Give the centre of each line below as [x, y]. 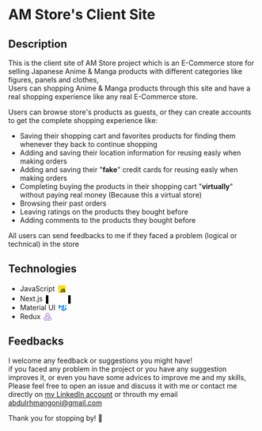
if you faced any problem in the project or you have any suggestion [118, 369]
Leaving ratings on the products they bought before [104, 212]
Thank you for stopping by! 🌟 [55, 418]
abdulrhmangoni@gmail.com [55, 402]
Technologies [43, 269]
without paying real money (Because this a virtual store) [111, 195]
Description [38, 44]
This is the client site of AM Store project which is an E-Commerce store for [131, 63]
